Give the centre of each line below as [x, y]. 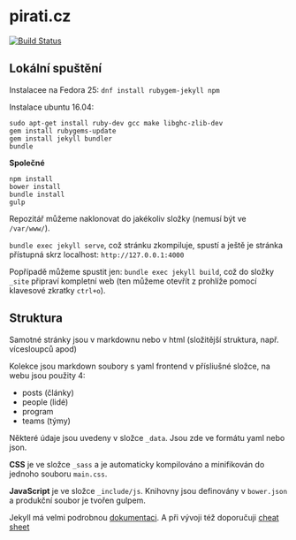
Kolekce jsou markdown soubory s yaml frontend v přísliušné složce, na [140, 366]
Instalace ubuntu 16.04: [52, 107]
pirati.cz [40, 16]
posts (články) [48, 392]
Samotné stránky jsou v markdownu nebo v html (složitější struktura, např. [144, 339]
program [38, 411]
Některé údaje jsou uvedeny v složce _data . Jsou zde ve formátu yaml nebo [147, 437]
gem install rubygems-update [63, 131]
